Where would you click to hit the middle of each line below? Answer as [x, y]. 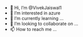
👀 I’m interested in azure [35, 13]
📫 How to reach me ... [33, 29]
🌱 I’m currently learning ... [37, 18]
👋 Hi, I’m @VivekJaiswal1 [36, 8]
